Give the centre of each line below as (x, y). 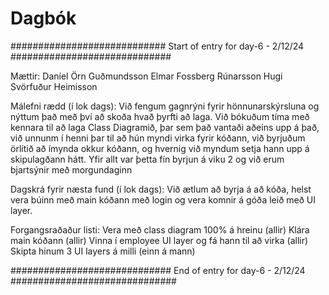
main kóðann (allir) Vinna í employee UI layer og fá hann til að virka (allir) (159, 240)
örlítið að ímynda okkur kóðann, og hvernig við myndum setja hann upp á (160, 148)
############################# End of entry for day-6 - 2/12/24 (158, 270)
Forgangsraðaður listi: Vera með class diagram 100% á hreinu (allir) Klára (160, 229)
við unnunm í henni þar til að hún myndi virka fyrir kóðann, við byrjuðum (158, 138)
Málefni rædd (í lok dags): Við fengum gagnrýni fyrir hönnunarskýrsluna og (165, 106)
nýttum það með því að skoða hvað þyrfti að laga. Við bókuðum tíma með (160, 116)
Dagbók (43, 18)
